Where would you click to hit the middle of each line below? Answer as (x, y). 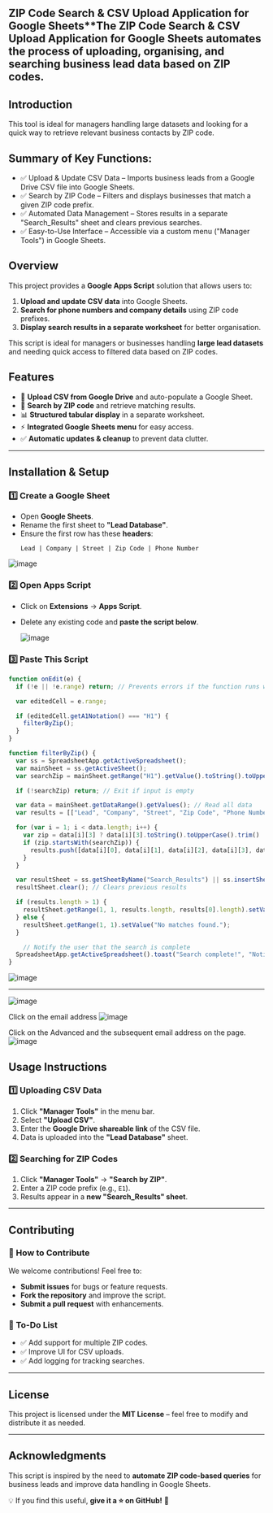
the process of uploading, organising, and (117, 52)
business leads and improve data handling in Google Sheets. (110, 1484)
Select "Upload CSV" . (58, 1120)
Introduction (41, 104)
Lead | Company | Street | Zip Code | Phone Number (109, 549)
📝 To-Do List (33, 1324)
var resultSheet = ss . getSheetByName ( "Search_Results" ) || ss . (125, 880)
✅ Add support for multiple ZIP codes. (84, 1343)
